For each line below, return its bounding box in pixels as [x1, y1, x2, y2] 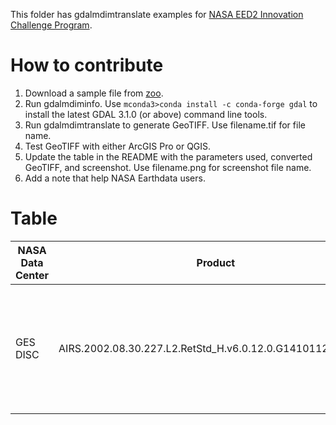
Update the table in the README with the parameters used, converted [24, 150, 313, 163]
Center [15, 268, 50, 282]
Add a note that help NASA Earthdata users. [24, 172, 206, 184]
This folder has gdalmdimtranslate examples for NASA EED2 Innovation [10, 9, 304, 20]
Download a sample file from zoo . [24, 87, 164, 99]
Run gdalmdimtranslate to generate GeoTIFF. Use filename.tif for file [24, 119, 306, 131]
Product [196, 255, 236, 269]
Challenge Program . [10, 19, 93, 31]
